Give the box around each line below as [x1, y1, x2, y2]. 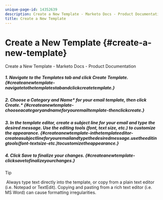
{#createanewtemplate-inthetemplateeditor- [40, 130, 133, 136]
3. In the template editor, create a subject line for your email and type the [5, 119, 155, 125]
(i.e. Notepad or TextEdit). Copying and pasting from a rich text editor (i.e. [5, 184, 152, 190]
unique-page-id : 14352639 [5, 7, 57, 12]
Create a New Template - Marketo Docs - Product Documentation [5, 64, 136, 69]
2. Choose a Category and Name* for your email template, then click [5, 97, 147, 103]
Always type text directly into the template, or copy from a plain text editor [6, 179, 155, 185]
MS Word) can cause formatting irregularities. [5, 190, 97, 196]
